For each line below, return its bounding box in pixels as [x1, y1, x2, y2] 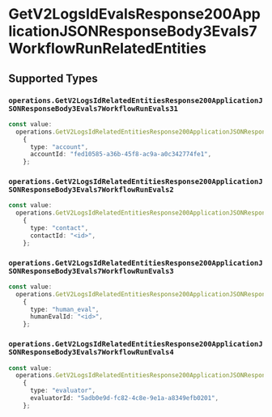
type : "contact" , [29, 224, 89, 232]
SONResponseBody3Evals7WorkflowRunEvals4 [8, 347, 174, 357]
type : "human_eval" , [29, 305, 100, 313]
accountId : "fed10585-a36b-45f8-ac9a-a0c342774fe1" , [29, 151, 212, 159]
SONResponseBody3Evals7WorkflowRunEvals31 [8, 104, 178, 113]
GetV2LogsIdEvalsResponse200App [8, 5, 261, 23]
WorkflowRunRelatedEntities [8, 40, 206, 57]
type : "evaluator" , [29, 386, 96, 395]
